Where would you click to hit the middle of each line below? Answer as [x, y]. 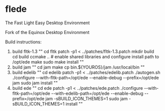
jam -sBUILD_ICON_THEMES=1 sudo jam [87, 98]
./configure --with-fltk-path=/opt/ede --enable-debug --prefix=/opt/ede [85, 77]
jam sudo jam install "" [35, 83]
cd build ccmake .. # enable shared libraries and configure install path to [85, 56]
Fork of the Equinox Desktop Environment [47, 32]
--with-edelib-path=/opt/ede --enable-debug [97, 93]
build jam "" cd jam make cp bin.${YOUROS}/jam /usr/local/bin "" [78, 67]
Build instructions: [23, 42]
